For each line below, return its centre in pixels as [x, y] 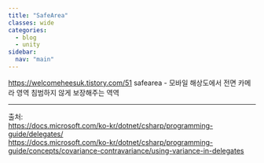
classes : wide [31, 23]
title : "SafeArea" [38, 15]
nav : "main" [35, 60]
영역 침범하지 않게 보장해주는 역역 [68, 92]
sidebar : [22, 52]
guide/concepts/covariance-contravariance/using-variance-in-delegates [126, 150]
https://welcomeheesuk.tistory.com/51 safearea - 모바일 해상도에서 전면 [123, 83]
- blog [26, 37]
